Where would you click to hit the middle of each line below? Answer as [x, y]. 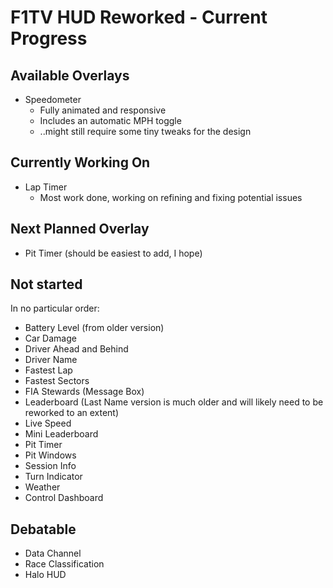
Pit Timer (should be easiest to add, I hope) [113, 253]
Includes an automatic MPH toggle [110, 120]
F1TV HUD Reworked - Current [139, 17]
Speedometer [53, 99]
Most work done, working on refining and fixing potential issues [171, 197]
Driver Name [51, 360]
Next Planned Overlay [80, 229]
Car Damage [50, 338]
